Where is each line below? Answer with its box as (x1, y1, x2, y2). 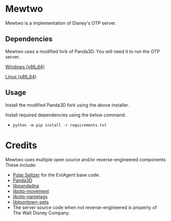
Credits (5, 139, 37, 151)
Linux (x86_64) (5, 73, 37, 80)
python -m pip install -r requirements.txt (12, 122, 107, 128)
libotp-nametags (12, 193, 48, 200)
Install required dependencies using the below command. (5, 112, 126, 118)
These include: (5, 162, 37, 168)
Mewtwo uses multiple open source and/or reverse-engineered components (5, 156, 166, 162)
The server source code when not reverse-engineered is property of (12, 204, 157, 210)
